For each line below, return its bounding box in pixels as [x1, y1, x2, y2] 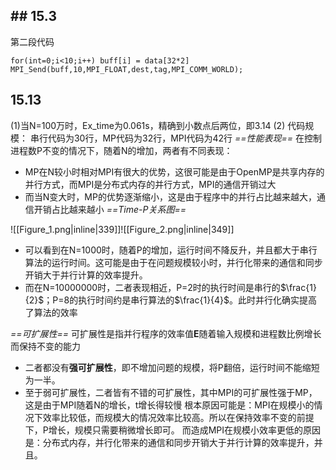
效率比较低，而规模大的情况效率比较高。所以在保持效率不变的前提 [42, 411, 315, 423]
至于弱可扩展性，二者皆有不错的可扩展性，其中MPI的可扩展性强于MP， [24, 386, 318, 398]
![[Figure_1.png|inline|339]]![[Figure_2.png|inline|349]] [10, 223, 235, 235]
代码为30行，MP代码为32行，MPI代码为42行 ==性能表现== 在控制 [47, 132, 323, 144]
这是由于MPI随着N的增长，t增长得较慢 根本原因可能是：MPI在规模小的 [24, 399, 315, 411]
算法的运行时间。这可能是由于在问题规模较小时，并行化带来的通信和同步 [24, 256, 323, 268]
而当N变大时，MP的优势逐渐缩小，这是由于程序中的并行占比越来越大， [24, 190, 317, 203]
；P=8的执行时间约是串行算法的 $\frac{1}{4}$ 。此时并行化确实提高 [43, 294, 318, 306]
